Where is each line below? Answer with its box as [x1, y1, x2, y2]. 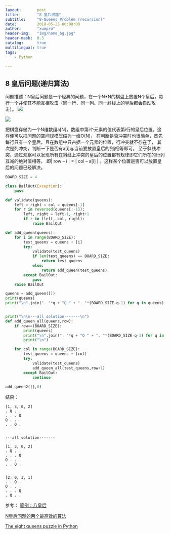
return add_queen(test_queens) [41, 268, 108, 273]
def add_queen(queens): [5, 230, 56, 235]
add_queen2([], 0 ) [5, 384, 42, 390]
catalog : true [5, 40, 47, 46]
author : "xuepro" [5, 26, 56, 31]
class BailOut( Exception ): [5, 183, 62, 189]
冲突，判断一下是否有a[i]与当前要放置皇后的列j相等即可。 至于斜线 [18, 145, 156, 152]
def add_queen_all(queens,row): [5, 318, 73, 324]
